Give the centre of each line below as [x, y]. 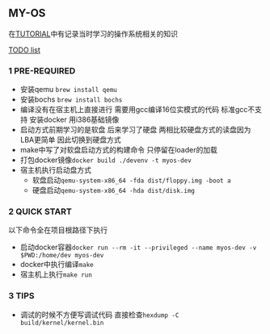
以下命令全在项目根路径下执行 [58, 230]
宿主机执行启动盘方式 [55, 170]
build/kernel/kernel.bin [62, 323]
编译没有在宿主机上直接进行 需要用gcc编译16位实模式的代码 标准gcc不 [137, 110]
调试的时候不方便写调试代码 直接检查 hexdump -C [99, 315]
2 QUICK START [40, 211]
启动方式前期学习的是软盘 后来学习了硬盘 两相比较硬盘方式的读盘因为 [135, 130]
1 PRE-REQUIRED [42, 70]
